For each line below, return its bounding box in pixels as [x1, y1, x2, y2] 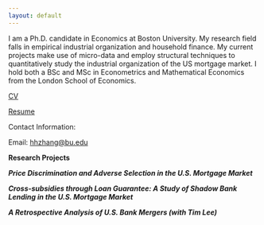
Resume [8, 107, 36, 116]
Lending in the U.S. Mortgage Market [8, 192, 134, 201]
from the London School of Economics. [8, 76, 137, 85]
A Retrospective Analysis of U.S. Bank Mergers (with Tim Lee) [8, 208, 217, 217]
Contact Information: [8, 122, 76, 131]
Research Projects [8, 153, 70, 162]
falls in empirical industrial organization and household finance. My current [8, 41, 254, 52]
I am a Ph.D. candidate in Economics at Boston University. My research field [8, 33, 257, 43]
